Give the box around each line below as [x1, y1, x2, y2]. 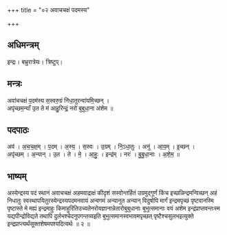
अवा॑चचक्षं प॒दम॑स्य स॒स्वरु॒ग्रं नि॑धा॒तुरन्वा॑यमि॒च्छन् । [7, 96, 110, 104]
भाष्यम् [7, 170, 27, 182]
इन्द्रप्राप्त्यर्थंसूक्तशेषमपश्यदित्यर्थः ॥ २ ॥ [7, 220, 91, 228]
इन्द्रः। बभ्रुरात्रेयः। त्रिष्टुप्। [7, 58, 63, 66]
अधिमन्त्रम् [7, 39, 39, 51]
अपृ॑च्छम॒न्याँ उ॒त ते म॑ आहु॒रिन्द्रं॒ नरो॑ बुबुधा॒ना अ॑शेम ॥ [7, 104, 113, 112]
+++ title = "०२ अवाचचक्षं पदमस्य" [7, 6, 90, 14]
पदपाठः [7, 124, 30, 136]
